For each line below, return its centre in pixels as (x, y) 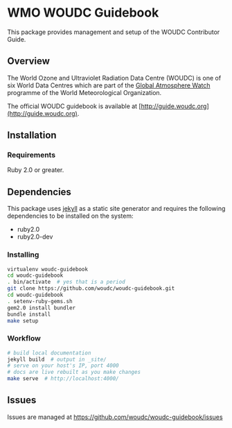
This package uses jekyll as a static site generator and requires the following (116, 209)
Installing (23, 255)
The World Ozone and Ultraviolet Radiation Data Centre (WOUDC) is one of (114, 78)
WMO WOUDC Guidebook (83, 13)
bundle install (29, 314)
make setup (23, 320)
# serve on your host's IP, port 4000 (63, 366)
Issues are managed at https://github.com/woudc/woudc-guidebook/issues (115, 417)
